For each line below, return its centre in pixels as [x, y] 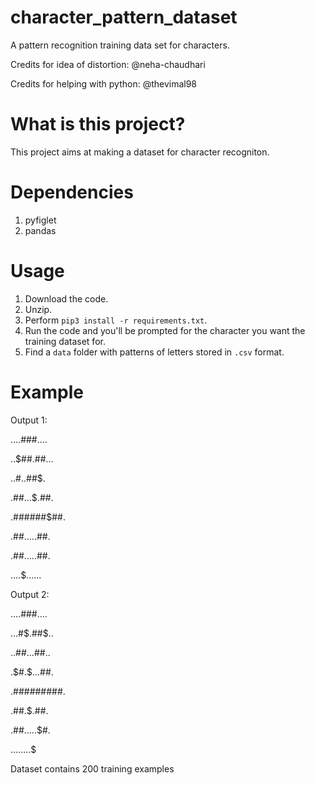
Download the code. [66, 298]
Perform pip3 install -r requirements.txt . [116, 320]
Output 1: [29, 420]
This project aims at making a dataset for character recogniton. [140, 152]
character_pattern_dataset [124, 17]
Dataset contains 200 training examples [92, 768]
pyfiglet [40, 220]
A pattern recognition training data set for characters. [120, 45]
